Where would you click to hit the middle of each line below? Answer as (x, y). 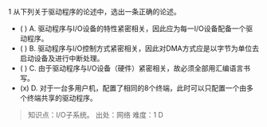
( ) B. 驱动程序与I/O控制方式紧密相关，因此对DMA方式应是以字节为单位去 (139, 48)
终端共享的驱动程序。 (62, 98)
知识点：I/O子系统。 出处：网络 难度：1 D (95, 115)
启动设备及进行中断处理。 (62, 58)
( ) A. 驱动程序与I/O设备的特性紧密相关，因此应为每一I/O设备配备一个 (133, 29)
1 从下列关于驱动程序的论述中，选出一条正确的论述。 (94, 12)
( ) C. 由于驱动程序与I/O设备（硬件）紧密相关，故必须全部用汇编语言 (132, 68)
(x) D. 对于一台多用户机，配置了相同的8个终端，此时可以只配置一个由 (133, 88)
